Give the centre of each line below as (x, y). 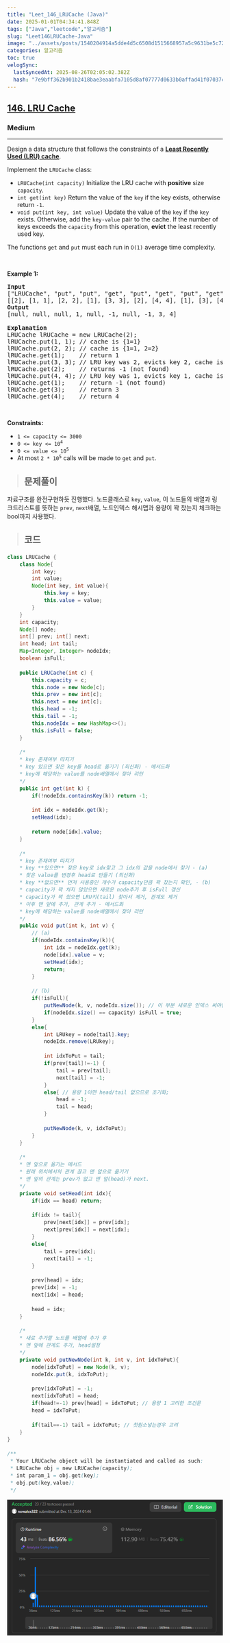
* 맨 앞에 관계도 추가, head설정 (60, 1345)
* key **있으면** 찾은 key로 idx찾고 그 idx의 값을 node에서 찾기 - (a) (114, 868)
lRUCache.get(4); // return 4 (63, 397)
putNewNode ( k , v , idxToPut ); (85, 1128)
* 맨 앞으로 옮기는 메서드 (51, 1165)
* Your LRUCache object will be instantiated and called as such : (107, 1461)
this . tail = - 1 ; (55, 717)
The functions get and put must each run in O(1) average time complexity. (111, 248)
